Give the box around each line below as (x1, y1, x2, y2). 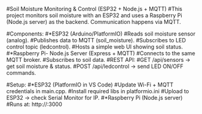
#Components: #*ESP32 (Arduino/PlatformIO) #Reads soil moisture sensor (6, 30, 196, 37)
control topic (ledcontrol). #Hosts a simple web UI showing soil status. (6, 43, 183, 50)
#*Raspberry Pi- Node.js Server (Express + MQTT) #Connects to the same (6, 50, 196, 57)
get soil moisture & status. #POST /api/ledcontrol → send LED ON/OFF (6, 63, 184, 70)
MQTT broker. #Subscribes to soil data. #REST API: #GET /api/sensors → (6, 56, 191, 63)
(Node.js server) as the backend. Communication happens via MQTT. (6, 18, 182, 25)
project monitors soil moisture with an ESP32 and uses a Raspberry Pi (6, 12, 182, 19)
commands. (6, 69, 37, 76)
